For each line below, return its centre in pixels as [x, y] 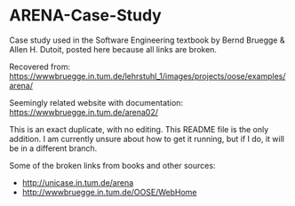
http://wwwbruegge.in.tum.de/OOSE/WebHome [109, 192]
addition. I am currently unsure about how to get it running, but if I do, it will [147, 139]
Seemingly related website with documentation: [96, 102]
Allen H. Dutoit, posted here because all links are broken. [113, 49]
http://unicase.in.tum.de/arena [78, 182]
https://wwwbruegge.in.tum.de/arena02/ [84, 112]
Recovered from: [40, 67]
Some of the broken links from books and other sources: [112, 165]
